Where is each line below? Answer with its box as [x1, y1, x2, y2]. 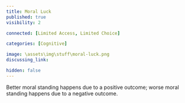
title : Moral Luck [6, 8, 51, 15]
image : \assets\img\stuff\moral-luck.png [6, 51, 110, 58]
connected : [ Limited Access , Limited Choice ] [6, 30, 120, 36]
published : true [6, 14, 46, 20]
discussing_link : [6, 57, 49, 63]
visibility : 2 [6, 19, 41, 25]
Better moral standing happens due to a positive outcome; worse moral [6, 84, 179, 91]
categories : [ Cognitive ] [6, 41, 67, 47]
